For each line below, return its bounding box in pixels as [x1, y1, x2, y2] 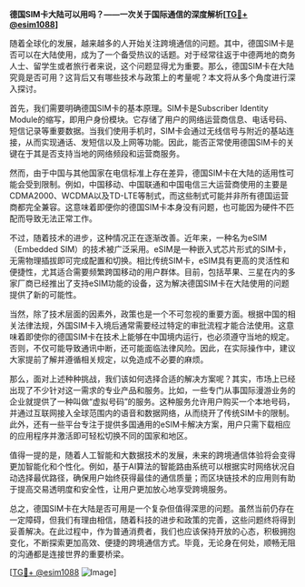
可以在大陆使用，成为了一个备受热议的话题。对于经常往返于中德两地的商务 [16, 49, 296, 60]
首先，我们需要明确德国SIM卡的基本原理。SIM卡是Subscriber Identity [9, 103, 270, 113]
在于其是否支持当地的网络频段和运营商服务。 [16, 148, 184, 158]
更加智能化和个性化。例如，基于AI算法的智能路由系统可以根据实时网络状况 [9, 461, 288, 471]
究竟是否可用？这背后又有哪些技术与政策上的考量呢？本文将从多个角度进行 [9, 72, 288, 83]
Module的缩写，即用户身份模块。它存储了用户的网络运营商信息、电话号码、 [9, 114, 292, 125]
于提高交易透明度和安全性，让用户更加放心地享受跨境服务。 [9, 484, 232, 494]
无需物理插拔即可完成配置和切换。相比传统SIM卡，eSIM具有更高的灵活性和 [9, 255, 290, 266]
